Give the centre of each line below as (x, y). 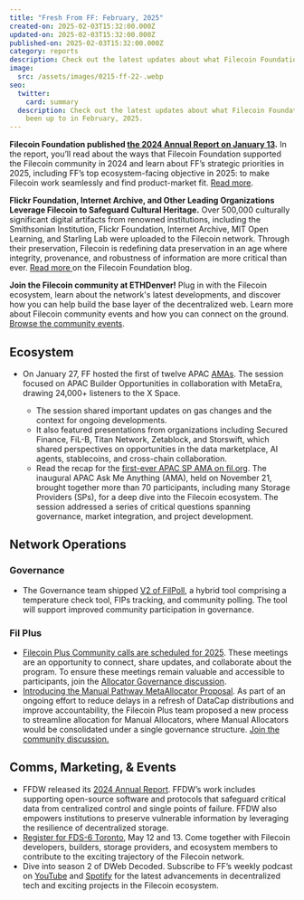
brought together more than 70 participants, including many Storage (163, 487)
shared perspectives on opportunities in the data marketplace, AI (157, 449)
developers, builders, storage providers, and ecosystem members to (150, 847)
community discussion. (66, 739)
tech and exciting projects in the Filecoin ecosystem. (120, 885)
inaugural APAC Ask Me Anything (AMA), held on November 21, (154, 478)
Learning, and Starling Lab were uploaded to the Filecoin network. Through (149, 239)
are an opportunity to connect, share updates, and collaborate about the (157, 662)
